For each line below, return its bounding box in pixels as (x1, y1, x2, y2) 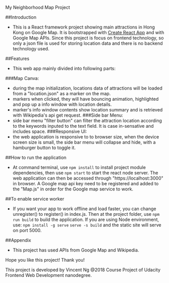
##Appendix (5, 237, 32, 243)
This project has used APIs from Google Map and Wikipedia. (12, 247, 139, 253)
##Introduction (5, 14, 37, 20)
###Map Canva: (5, 75, 39, 81)
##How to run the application (5, 155, 67, 160)
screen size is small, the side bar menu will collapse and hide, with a (12, 139, 156, 145)
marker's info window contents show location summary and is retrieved (12, 107, 163, 112)
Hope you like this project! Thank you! (5, 257, 85, 263)
